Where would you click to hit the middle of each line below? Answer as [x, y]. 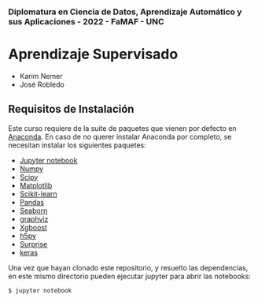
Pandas [32, 202]
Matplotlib [36, 185]
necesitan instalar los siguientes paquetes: [77, 145]
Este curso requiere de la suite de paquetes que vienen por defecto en [123, 128]
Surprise [33, 244]
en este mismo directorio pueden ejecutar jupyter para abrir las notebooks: [130, 276]
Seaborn [33, 211]
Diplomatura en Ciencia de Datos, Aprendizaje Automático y [125, 12]
